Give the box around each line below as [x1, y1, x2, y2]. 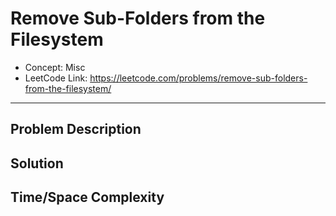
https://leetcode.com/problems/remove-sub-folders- [89, 72, 308, 84]
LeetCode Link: [24, 72, 88, 84]
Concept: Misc [24, 61, 86, 73]
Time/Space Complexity [10, 189, 165, 206]
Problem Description [10, 121, 142, 138]
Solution [10, 155, 64, 172]
